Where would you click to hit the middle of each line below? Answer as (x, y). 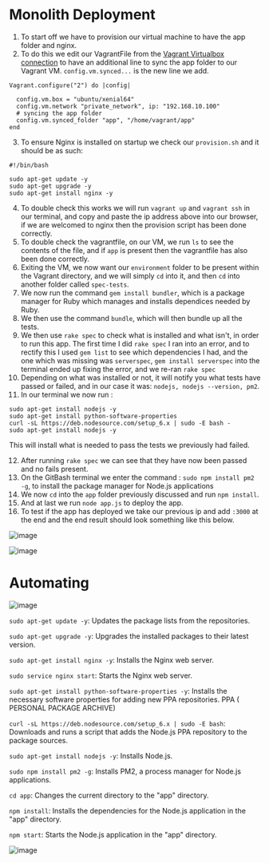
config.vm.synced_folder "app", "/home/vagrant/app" (106, 120)
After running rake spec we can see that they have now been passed (134, 460)
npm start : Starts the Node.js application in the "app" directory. (113, 834)
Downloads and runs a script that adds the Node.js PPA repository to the (128, 731)
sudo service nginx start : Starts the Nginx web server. (101, 675)
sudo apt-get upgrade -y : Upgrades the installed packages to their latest (129, 635)
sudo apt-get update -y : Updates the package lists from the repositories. (130, 620)
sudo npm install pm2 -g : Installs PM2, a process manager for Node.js (125, 771)
